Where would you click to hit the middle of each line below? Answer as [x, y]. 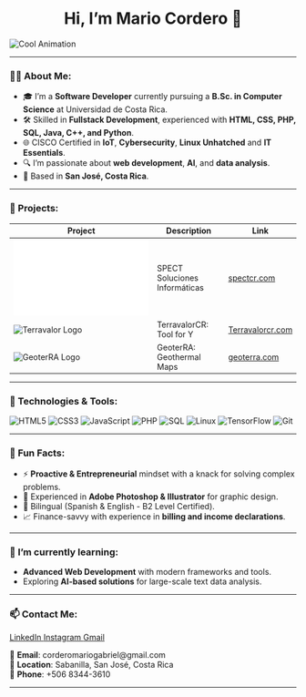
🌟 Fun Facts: [37, 453]
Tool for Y [175, 334]
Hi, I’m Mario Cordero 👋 [153, 19]
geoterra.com [254, 357]
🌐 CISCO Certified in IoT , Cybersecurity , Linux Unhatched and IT [147, 143]
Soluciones [178, 278]
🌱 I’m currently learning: [64, 552]
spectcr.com [252, 278]
